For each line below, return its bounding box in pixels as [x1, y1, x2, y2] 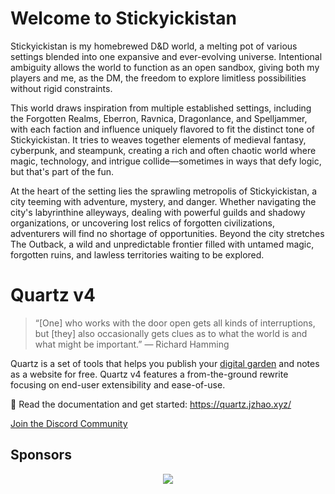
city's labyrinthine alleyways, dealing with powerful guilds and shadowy [10, 206, 306, 218]
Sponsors [10, 447, 72, 464]
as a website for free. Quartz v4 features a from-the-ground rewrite [10, 368, 289, 380]
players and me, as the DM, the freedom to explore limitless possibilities [10, 72, 307, 84]
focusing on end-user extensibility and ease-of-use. [10, 378, 226, 391]
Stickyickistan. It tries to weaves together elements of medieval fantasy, [10, 133, 307, 146]
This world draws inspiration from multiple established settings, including [10, 102, 312, 114]
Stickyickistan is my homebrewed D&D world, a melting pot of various [10, 40, 298, 52]
